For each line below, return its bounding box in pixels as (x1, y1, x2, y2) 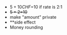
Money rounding (9, 24, 43, 30)
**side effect (9, 19, 36, 25)
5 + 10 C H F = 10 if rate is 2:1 (9, 4, 63, 10)
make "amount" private (9, 14, 57, 20)
